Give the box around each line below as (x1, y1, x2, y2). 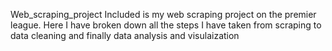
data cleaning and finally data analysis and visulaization (10, 30, 240, 41)
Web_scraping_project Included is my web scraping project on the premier (10, 9, 317, 20)
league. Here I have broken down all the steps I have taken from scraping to (10, 19, 322, 31)
